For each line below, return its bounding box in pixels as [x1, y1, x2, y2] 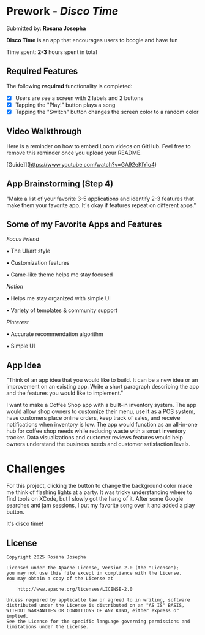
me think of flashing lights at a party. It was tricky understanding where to [6, 489, 193, 496]
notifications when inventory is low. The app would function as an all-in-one [6, 421, 198, 428]
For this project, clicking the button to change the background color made [6, 482, 193, 490]
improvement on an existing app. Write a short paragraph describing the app [6, 383, 199, 390]
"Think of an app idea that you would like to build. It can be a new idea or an [6, 376, 198, 384]
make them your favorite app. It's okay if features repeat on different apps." [6, 201, 197, 209]
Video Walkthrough [6, 126, 82, 137]
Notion [6, 283, 23, 291]
